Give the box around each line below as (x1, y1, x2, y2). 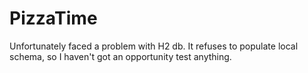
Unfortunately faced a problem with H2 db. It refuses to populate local (9, 40, 299, 52)
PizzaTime (9, 7, 98, 30)
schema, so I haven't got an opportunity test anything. (9, 50, 232, 62)
